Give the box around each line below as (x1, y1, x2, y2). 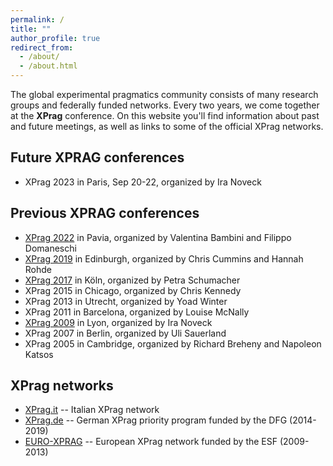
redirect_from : (10, 42, 74, 53)
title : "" (10, 24, 52, 34)
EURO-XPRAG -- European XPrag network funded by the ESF (24, 436, 278, 448)
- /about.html (19, 61, 78, 71)
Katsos (24, 348, 54, 360)
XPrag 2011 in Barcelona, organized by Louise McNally (24, 306, 250, 318)
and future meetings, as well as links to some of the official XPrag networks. (10, 121, 324, 132)
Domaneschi (24, 242, 77, 254)
